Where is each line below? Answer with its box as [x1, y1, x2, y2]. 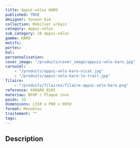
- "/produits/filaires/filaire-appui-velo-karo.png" [14, 83, 129, 88]
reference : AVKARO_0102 [5, 87, 56, 93]
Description [5, 135, 43, 143]
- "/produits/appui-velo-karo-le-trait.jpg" [14, 73, 110, 79]
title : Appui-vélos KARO [5, 7, 58, 13]
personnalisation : [5, 54, 44, 60]
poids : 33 [5, 97, 26, 102]
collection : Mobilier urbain [5, 21, 67, 27]
